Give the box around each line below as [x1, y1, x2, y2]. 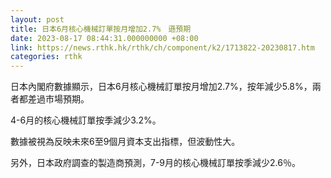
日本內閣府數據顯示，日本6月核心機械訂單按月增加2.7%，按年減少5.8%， [10, 81, 313, 93]
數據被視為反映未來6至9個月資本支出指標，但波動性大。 [10, 136, 241, 148]
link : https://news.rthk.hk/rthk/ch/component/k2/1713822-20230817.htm [10, 42, 315, 53]
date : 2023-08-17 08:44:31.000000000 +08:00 [10, 33, 199, 43]
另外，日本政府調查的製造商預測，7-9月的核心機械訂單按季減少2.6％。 [10, 157, 301, 169]
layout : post [10, 14, 65, 25]
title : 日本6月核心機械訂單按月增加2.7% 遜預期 [10, 24, 192, 34]
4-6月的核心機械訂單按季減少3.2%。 [10, 114, 162, 126]
